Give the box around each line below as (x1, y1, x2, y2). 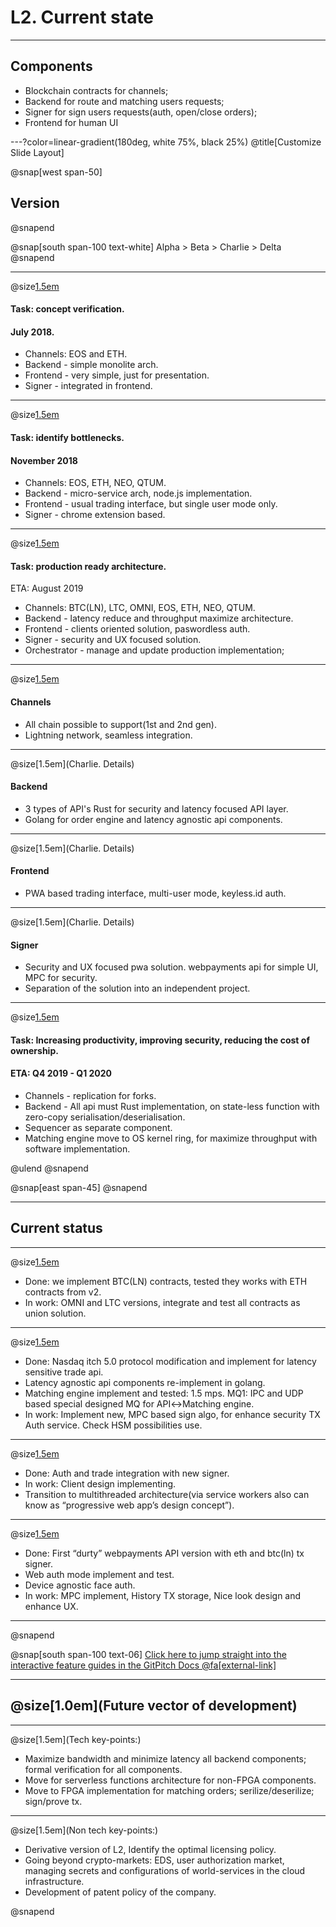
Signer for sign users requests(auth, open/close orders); (24, 106, 258, 118)
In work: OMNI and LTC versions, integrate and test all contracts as (24, 1296, 301, 1308)
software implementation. (24, 1142, 131, 1155)
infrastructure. (24, 1875, 85, 1887)
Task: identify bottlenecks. (10, 431, 125, 443)
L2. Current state (10, 6, 155, 29)
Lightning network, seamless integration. (24, 729, 193, 741)
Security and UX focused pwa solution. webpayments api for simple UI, (24, 961, 319, 973)
